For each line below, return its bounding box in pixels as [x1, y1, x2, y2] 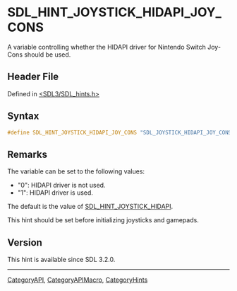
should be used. [24, 50, 71, 59]
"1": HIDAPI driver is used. [17, 188, 94, 197]
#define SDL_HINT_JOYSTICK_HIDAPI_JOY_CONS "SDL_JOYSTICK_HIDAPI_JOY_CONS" [7, 129, 235, 136]
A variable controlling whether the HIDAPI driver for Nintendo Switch [7, 42, 207, 51]
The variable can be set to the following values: [7, 167, 145, 176]
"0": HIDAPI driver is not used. [17, 181, 106, 190]
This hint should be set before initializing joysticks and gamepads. [7, 216, 199, 224]
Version [7, 236, 42, 249]
